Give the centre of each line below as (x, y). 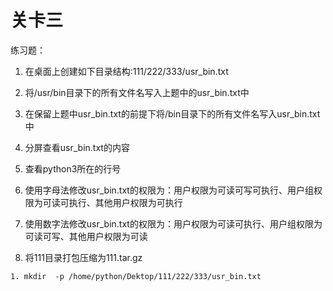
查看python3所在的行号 (73, 168)
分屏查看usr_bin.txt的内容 (77, 147)
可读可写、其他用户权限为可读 (86, 236)
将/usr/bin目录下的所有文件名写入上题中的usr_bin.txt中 (137, 92)
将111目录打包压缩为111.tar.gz (83, 257)
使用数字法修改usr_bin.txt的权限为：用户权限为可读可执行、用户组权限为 (173, 223)
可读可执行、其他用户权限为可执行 (112, 202)
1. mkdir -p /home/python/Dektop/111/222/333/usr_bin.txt (136, 276)
